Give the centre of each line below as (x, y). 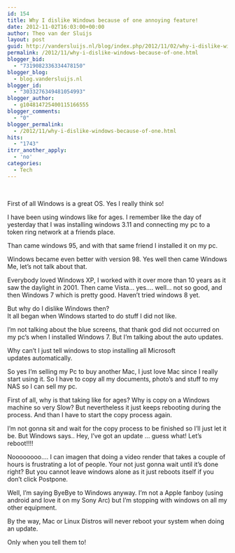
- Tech (23, 170)
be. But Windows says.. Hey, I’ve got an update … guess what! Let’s (105, 435)
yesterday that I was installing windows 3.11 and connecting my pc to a (109, 224)
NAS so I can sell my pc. (42, 386)
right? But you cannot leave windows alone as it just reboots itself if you (111, 471)
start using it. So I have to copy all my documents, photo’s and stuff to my (113, 379)
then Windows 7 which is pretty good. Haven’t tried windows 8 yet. (104, 295)
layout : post (26, 40)
